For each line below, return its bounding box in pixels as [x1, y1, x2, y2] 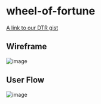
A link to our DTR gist [6, 24, 59, 31]
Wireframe [6, 41, 47, 52]
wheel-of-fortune [6, 4, 96, 18]
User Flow [6, 75, 45, 85]
